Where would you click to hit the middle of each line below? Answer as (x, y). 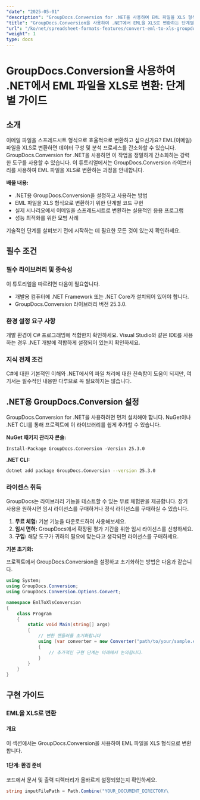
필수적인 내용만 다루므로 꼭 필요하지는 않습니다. (77, 381)
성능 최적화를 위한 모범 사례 (47, 218)
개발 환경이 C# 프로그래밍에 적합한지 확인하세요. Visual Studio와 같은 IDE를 (94, 335)
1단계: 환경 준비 (24, 765)
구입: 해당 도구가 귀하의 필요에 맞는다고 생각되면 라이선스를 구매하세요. (97, 537)
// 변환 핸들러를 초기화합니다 (69, 636)
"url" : (14, 28)
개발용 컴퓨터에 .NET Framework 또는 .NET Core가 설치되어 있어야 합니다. (102, 296)
